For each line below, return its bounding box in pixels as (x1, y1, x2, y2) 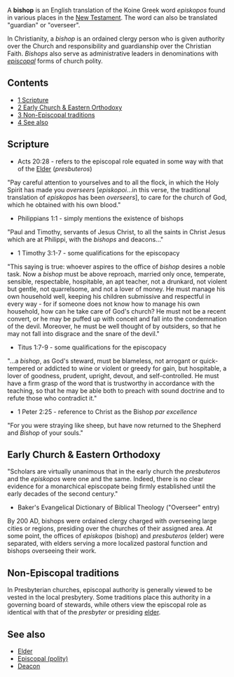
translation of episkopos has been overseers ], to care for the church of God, (7, 193, 228, 201)
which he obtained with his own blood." (7, 200, 121, 209)
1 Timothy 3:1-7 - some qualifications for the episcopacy (17, 248, 180, 257)
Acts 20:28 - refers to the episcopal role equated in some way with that (17, 157, 223, 166)
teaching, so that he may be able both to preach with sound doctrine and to (7, 386, 225, 395)
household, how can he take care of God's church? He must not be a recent (7, 307, 226, 315)
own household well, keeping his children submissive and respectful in (7, 292, 211, 300)
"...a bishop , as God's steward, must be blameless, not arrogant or (7, 356, 198, 365)
